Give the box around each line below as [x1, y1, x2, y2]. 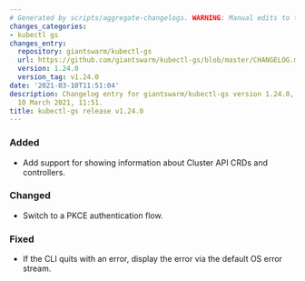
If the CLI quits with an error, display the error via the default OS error [22, 254, 283, 265]
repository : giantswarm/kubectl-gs [17, 47, 152, 56]
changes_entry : [9, 38, 67, 48]
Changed [9, 189, 52, 202]
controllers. [22, 166, 66, 177]
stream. [22, 263, 52, 274]
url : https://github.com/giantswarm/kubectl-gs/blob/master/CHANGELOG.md [17, 55, 302, 65]
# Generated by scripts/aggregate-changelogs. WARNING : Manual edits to [9, 13, 290, 23]
